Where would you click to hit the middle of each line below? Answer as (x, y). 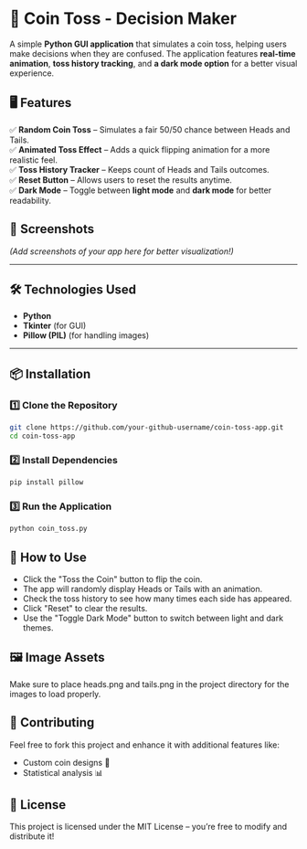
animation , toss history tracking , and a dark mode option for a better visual (153, 63)
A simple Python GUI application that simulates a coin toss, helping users (148, 44)
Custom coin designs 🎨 (66, 762)
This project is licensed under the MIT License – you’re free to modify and (148, 827)
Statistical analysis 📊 (63, 772)
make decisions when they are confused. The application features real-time (153, 53)
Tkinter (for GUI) (54, 326)
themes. (38, 627)
